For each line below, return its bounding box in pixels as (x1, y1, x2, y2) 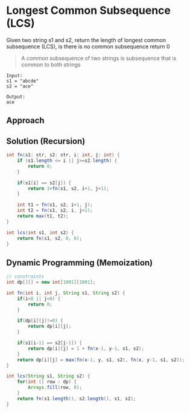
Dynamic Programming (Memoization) (6, 257, 153, 267)
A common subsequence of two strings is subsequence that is (21, 54, 177, 62)
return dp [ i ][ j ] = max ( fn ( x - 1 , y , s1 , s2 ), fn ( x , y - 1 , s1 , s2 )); (17, 357, 185, 363)
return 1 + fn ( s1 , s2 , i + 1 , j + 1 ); (28, 185, 110, 191)
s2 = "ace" (6, 83, 34, 89)
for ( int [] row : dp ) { (17, 379, 77, 385)
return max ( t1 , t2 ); (17, 213, 69, 219)
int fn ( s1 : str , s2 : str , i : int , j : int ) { (6, 152, 120, 158)
